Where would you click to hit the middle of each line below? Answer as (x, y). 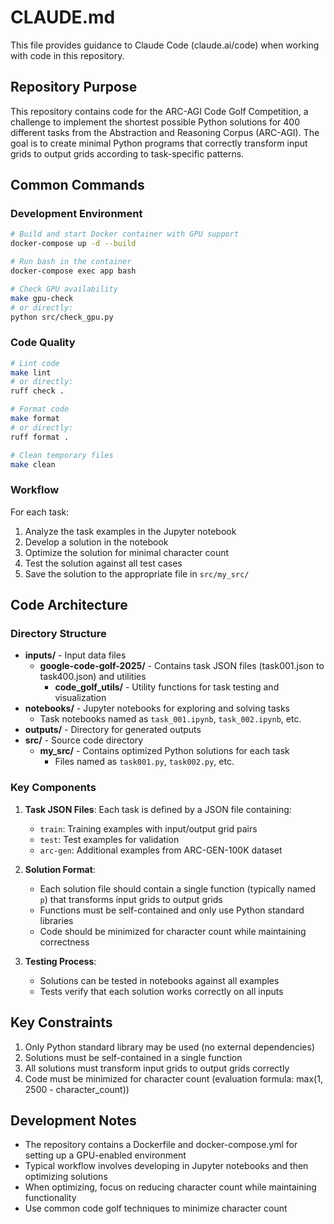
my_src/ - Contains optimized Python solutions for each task (164, 751)
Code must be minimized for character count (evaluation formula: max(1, (173, 1078)
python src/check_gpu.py (62, 317)
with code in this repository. (67, 55)
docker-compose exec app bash (73, 271)
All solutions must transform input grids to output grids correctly (157, 1068)
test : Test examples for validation (109, 839)
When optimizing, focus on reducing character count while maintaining (170, 1187)
